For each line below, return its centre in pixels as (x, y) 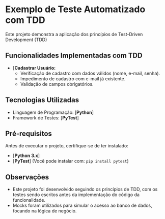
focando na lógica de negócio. (45, 211)
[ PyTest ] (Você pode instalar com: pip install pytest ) (71, 161)
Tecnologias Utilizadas (42, 100)
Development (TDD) (26, 40)
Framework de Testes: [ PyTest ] (46, 117)
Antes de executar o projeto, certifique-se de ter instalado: (67, 146)
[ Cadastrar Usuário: (34, 68)
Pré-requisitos (29, 133)
